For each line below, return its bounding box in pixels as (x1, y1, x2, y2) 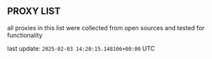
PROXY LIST (7, 5, 61, 17)
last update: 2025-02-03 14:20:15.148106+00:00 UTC (7, 44, 156, 52)
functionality (7, 31, 43, 39)
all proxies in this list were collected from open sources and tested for (7, 23, 205, 32)
